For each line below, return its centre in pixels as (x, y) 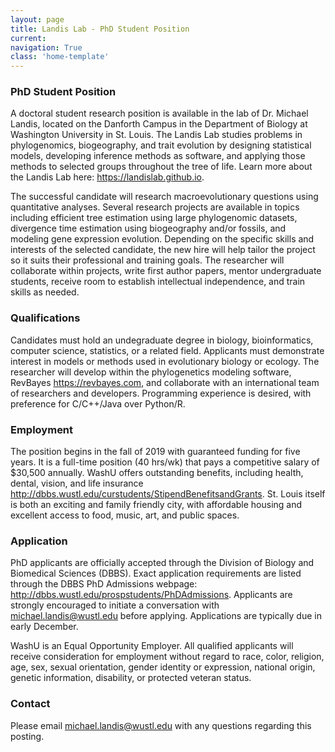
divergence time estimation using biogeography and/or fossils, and (148, 228)
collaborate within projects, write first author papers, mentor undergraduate (166, 271)
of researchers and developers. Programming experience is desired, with (161, 393)
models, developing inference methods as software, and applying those (158, 156)
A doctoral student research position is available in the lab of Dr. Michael (159, 113)
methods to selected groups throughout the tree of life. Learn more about (161, 167)
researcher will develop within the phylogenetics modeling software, (151, 372)
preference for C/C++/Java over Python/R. (98, 403)
